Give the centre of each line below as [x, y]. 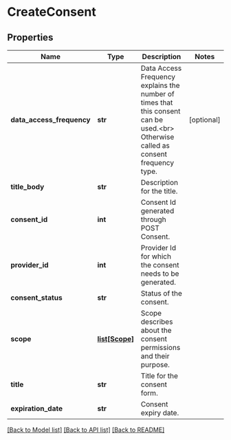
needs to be [160, 274]
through [153, 219]
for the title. [159, 191]
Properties [30, 37]
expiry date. [160, 413]
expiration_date [37, 408]
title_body [27, 187]
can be [152, 120]
